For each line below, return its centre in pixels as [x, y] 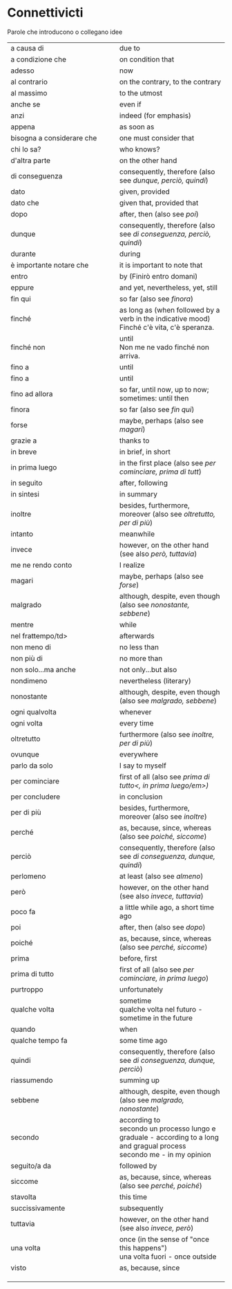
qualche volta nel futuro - [161, 1009]
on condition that [147, 59]
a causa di [27, 48]
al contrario [29, 82]
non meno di [31, 647]
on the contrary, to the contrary [170, 82]
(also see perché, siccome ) [164, 947]
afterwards [137, 636]
